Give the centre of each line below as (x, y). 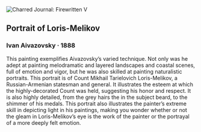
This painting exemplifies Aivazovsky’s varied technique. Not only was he (97, 58)
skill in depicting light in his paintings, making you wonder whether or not (97, 110)
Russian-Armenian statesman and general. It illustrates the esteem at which (100, 84)
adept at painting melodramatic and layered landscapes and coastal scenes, (101, 65)
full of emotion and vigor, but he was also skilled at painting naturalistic (94, 71)
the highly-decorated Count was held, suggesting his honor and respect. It (99, 90)
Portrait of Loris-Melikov (53, 29)
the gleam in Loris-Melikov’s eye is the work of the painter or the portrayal (98, 116)
